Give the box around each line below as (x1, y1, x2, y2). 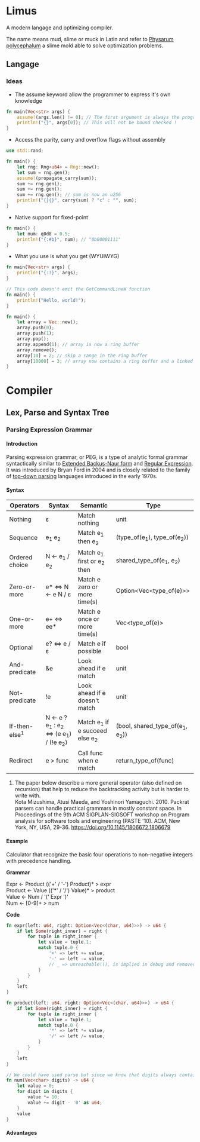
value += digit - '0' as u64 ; (27, 1100, 102, 1106)
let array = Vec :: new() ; (17, 319, 79, 325)
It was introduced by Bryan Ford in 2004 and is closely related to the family (6, 466, 190, 473)
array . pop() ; (17, 336, 49, 342)
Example (6, 838, 29, 845)
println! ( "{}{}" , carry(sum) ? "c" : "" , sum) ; (17, 197, 137, 204)
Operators (10, 501, 40, 510)
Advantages (6, 1129, 37, 1137)
